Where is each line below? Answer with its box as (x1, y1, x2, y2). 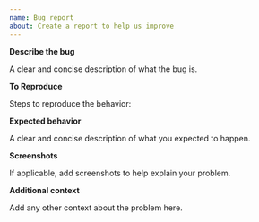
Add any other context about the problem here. (9, 202, 184, 213)
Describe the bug (9, 46, 75, 56)
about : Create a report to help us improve (9, 21, 175, 30)
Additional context (9, 184, 81, 195)
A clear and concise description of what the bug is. (9, 64, 198, 74)
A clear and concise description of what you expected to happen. (9, 132, 251, 143)
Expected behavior (9, 115, 82, 126)
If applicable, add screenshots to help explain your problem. (9, 167, 231, 178)
